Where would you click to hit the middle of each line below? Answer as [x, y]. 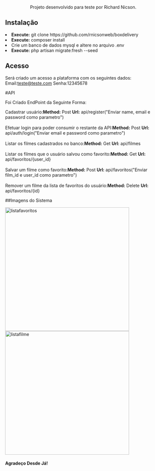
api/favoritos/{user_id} [28, 159]
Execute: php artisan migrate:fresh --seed [55, 50]
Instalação [22, 23]
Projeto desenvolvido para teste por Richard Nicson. [83, 7]
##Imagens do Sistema [29, 200]
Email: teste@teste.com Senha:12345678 [46, 83]
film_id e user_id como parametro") [41, 175]
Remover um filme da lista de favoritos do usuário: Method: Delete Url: [77, 186]
